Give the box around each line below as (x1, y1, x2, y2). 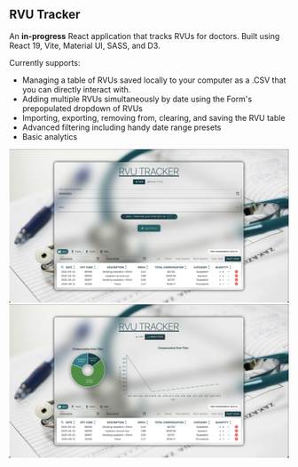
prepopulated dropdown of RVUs (21, 102, 144, 114)
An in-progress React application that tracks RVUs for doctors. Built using (9, 30, 280, 41)
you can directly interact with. (21, 84, 131, 94)
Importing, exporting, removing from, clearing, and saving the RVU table (21, 112, 286, 123)
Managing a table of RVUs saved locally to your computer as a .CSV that (21, 75, 286, 85)
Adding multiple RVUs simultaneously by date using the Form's (21, 93, 253, 104)
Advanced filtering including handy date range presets (21, 122, 222, 133)
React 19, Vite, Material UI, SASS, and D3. (9, 40, 161, 51)
